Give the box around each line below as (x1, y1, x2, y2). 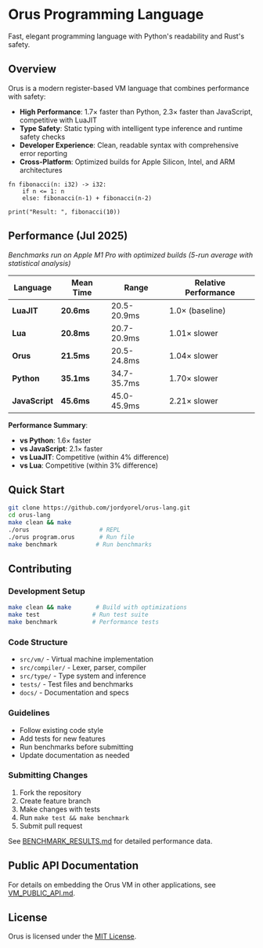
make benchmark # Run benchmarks (8, 540, 153, 549)
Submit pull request (19, 821, 83, 830)
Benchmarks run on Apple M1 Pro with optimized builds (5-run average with (8, 250, 253, 260)
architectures (19, 165, 63, 174)
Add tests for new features (19, 734, 106, 743)
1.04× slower (168, 350, 218, 361)
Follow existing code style (19, 725, 104, 735)
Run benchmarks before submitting (19, 742, 134, 751)
